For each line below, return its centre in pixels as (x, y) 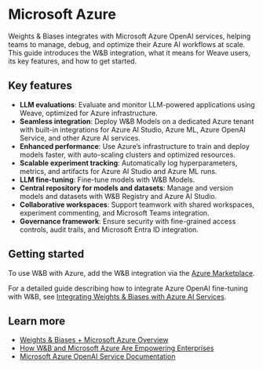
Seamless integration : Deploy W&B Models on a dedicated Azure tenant (137, 121)
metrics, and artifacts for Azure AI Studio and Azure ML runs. (118, 171)
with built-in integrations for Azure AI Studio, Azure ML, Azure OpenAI (132, 129)
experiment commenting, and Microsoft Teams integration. (114, 212)
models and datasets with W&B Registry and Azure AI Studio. (118, 196)
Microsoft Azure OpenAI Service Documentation (97, 356)
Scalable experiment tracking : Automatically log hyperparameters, (128, 163)
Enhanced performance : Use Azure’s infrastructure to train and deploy (134, 146)
